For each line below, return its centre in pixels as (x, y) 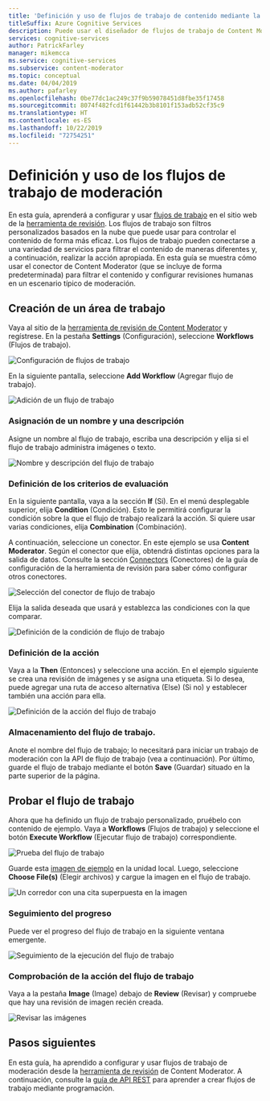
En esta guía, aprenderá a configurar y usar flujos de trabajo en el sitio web (133, 215)
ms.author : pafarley (43, 91)
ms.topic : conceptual (45, 76)
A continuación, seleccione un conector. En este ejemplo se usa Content (129, 542)
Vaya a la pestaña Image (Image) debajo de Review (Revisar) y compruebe (133, 993)
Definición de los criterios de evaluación (88, 484)
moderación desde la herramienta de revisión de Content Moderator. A (125, 1070)
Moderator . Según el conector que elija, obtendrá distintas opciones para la (134, 550)
